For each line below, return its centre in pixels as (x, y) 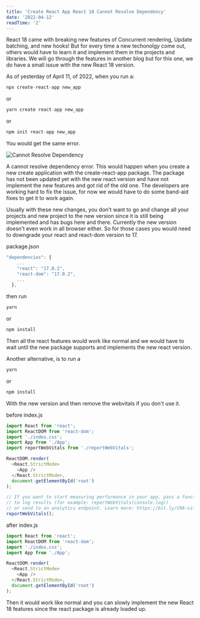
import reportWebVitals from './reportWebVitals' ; (70, 448)
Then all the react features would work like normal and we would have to (95, 341)
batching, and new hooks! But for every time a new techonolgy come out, (96, 46)
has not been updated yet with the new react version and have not (87, 179)
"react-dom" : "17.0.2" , (46, 274)
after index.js (22, 525)
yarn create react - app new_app (45, 110)
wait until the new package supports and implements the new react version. (99, 347)
